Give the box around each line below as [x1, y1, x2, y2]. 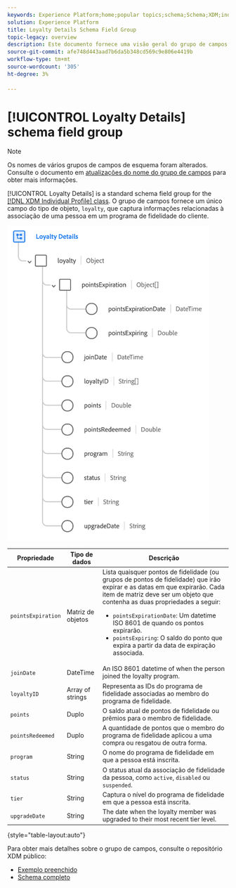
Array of [66, 686, 91, 694]
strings [66, 693, 87, 702]
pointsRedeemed [10, 733, 55, 740]
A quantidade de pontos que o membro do [102, 724, 225, 732]
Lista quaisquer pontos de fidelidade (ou [102, 568, 220, 576]
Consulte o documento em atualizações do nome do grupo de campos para [7, 169, 226, 177]
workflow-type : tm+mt [7, 56, 71, 63]
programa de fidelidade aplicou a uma [102, 731, 212, 740]
